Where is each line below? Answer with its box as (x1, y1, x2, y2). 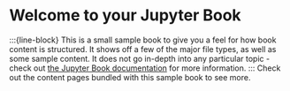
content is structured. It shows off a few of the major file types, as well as (9, 43, 277, 54)
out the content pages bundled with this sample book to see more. (9, 72, 251, 82)
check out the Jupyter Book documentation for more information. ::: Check (9, 63, 281, 73)
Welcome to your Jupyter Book (9, 5, 241, 26)
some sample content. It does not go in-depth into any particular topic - (9, 53, 271, 64)
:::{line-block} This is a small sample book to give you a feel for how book (9, 34, 277, 45)
